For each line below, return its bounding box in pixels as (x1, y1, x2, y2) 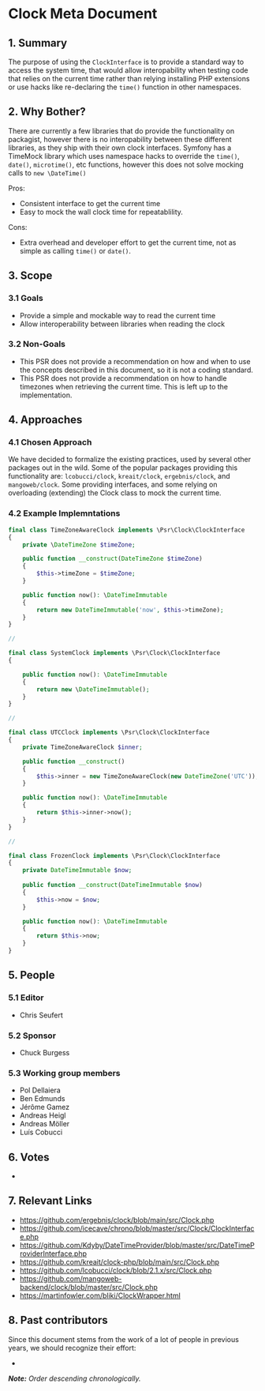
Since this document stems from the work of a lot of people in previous (8, 1334, 239, 1344)
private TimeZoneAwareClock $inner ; (22, 743, 144, 751)
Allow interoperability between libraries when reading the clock (19, 319, 226, 329)
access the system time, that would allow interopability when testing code (8, 66, 248, 75)
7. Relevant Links (8, 1194, 92, 1208)
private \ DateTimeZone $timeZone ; (22, 540, 136, 549)
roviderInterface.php (19, 1249, 88, 1258)
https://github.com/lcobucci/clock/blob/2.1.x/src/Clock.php (19, 1265, 212, 1275)
